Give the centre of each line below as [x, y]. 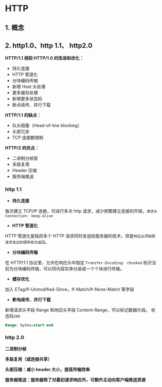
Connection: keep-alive [29, 216]
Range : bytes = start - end [29, 325]
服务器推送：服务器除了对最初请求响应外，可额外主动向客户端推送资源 [75, 380]
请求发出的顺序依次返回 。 [27, 242]
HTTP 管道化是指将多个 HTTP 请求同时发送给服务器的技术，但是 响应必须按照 [80, 236]
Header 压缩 [25, 170]
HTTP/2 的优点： [22, 148]
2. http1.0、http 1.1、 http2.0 [49, 45]
